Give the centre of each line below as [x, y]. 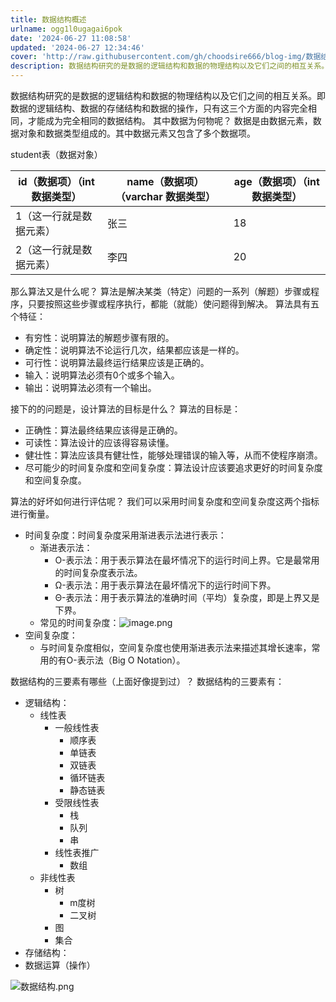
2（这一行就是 [49, 249]
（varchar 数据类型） [165, 196]
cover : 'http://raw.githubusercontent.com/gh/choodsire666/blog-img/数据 [166, 57]
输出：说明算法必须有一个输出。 [90, 387]
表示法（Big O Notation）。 [131, 660]
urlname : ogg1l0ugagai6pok [66, 29]
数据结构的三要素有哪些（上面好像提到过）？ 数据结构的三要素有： [147, 681]
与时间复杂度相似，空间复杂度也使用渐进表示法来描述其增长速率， [175, 647]
